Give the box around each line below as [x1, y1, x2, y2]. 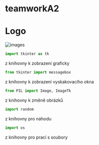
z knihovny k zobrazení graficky [5, 60, 70, 66]
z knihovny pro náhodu [5, 115, 51, 121]
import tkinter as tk [5, 51, 49, 57]
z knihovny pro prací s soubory [5, 134, 68, 140]
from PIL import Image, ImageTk [5, 88, 71, 93]
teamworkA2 [5, 3, 59, 14]
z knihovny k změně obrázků [5, 97, 64, 103]
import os [5, 125, 25, 130]
